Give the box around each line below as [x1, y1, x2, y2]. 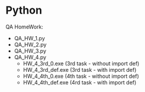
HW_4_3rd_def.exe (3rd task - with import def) [23, 66, 137, 73]
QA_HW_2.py [14, 41, 47, 48]
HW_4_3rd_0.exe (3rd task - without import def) [23, 60, 140, 67]
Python [5, 4, 42, 17]
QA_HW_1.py [14, 34, 45, 42]
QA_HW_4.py [14, 53, 47, 61]
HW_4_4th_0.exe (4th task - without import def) [23, 72, 139, 80]
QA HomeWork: [5, 23, 44, 30]
